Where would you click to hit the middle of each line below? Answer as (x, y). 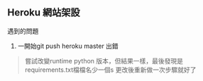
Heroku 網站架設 (44, 13)
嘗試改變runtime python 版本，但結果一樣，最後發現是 (104, 61)
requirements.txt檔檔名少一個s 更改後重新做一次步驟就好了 (110, 70)
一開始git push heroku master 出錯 (68, 46)
